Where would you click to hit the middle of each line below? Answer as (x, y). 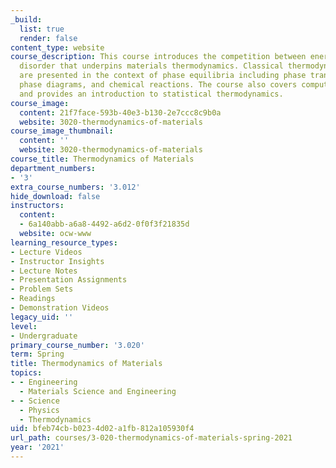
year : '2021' (37, 447)
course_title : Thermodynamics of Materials (102, 159)
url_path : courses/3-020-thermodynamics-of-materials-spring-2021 (151, 438)
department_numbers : (53, 168)
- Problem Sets (42, 289)
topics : (26, 373)
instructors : (37, 206)
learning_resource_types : (64, 242)
